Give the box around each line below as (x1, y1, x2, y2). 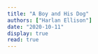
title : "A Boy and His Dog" (7, 10, 90, 18)
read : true (7, 36, 39, 43)
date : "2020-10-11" (7, 23, 64, 30)
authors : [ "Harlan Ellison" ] (7, 17, 92, 24)
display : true (7, 29, 49, 37)
